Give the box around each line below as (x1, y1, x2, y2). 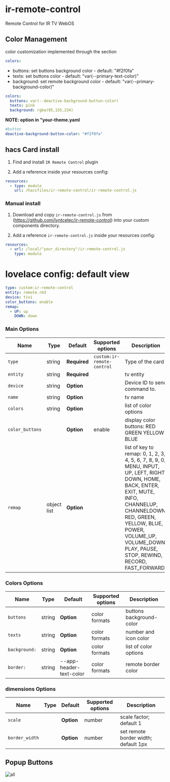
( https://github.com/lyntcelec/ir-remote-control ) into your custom (12, 217, 149, 223)
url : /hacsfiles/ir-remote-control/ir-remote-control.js (14, 188, 137, 193)
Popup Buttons (5, 758, 53, 767)
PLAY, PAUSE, (124, 545, 158, 552)
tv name (124, 393, 144, 400)
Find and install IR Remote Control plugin (12, 159, 99, 165)
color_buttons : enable (5, 299, 53, 304)
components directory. (12, 222, 60, 228)
